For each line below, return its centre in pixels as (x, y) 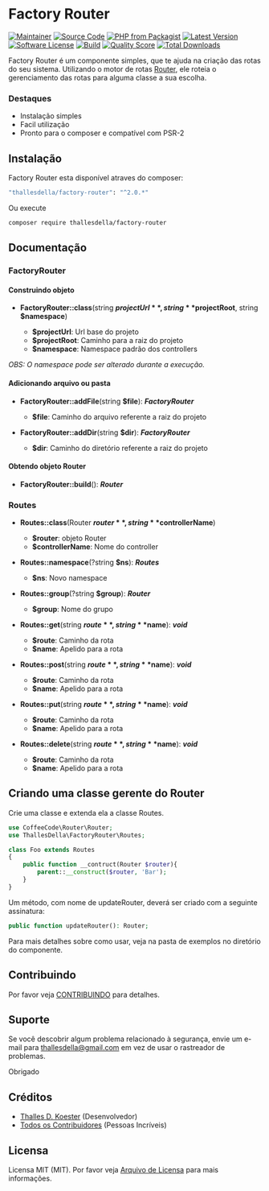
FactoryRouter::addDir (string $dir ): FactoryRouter (105, 432)
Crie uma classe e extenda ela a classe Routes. (86, 813)
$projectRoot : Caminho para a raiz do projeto (107, 341)
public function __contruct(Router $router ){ (100, 865)
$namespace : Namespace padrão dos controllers (115, 349)
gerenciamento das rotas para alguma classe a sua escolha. (108, 77)
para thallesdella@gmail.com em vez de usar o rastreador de (124, 1048)
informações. (30, 1178)
